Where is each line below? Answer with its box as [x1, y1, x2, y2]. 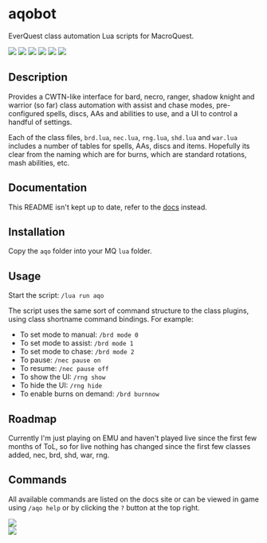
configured [8, 108, 45, 118]
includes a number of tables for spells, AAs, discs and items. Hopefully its [8, 141, 250, 150]
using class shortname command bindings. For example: [8, 314, 194, 324]
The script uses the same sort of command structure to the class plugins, [8, 306, 249, 315]
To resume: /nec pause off [19, 364, 109, 373]
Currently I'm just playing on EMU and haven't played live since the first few [8, 433, 257, 443]
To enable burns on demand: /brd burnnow [19, 389, 159, 399]
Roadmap [8, 412, 57, 426]
